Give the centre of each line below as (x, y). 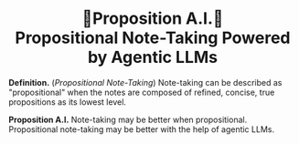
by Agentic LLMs (153, 57)
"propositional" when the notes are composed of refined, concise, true (142, 92)
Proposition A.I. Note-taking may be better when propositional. (128, 119)
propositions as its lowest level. (68, 102)
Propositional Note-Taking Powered (153, 38)
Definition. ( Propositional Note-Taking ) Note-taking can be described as (145, 82)
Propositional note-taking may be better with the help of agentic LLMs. (142, 129)
